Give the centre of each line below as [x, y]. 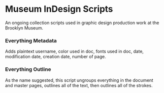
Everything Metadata [31, 40]
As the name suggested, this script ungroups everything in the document [79, 80]
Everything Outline [28, 69]
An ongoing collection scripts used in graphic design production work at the [82, 23]
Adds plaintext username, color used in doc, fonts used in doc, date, [74, 51]
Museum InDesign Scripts [59, 9]
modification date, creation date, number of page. [56, 57]
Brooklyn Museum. [24, 28]
